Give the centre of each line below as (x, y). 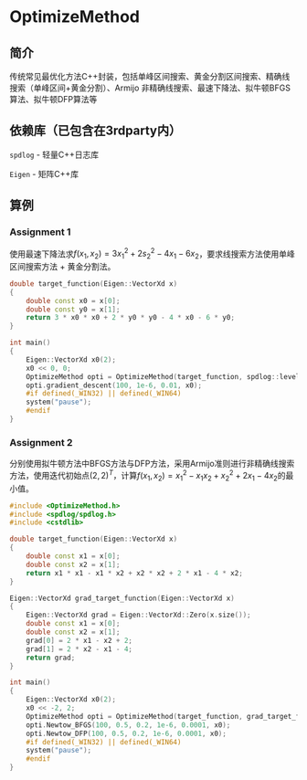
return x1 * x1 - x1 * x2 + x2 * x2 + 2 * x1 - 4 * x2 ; (135, 573)
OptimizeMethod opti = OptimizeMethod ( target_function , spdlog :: (153, 376)
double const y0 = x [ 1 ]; (73, 309)
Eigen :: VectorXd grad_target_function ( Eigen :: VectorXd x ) (122, 598)
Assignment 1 (40, 232)
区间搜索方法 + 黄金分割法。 (63, 266)
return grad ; (51, 658)
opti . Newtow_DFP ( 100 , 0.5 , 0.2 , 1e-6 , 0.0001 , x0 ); (126, 733)
